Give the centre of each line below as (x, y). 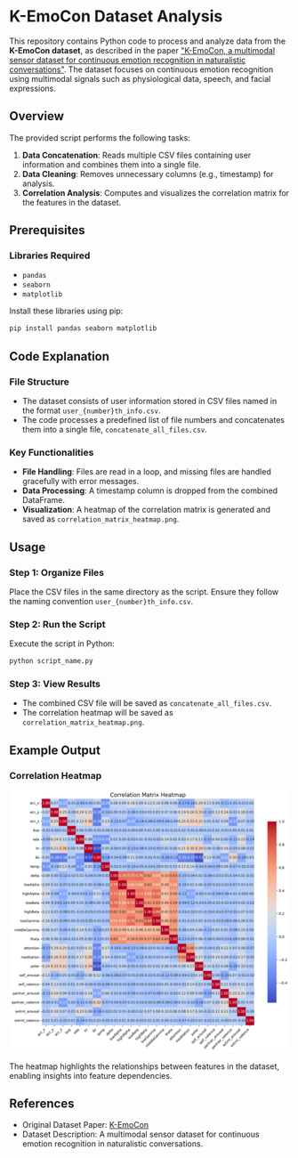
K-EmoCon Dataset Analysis (116, 16)
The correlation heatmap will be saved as (97, 713)
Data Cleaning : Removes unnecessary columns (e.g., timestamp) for (148, 174)
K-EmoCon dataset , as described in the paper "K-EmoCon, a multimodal (142, 50)
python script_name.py (51, 661)
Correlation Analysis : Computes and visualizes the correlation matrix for (156, 192)
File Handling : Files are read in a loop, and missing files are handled (146, 472)
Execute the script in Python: (62, 644)
